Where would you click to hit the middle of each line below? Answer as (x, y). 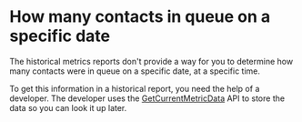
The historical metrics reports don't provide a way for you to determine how (151, 61)
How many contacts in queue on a (140, 17)
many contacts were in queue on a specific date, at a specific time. (135, 71)
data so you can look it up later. (68, 107)
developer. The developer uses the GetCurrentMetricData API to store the (147, 98)
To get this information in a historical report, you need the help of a (135, 88)
